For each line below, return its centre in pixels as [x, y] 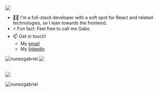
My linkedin [32, 49]
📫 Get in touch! [29, 36]
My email [30, 43]
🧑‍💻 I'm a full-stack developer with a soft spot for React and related [83, 18]
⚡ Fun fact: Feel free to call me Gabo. [52, 28]
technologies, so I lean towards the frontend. [60, 23]
